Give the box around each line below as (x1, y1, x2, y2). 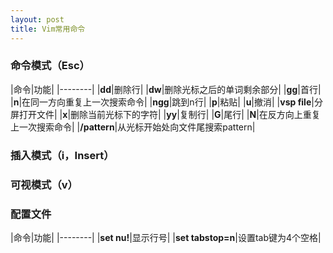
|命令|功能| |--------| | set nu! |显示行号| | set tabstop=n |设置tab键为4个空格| (10, 231, 322, 243)
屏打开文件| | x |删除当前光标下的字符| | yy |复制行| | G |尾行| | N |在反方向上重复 (10, 108, 321, 120)
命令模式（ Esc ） (10, 59, 90, 73)
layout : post (10, 14, 65, 25)
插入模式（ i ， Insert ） (10, 148, 115, 162)
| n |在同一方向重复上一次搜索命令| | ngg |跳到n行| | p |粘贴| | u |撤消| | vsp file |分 (10, 96, 323, 108)
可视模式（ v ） (10, 177, 78, 191)
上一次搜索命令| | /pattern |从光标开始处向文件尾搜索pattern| (10, 121, 256, 133)
